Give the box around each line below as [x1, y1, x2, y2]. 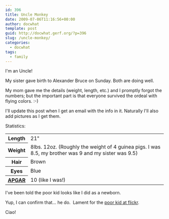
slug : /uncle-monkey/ [5, 36, 51, 41]
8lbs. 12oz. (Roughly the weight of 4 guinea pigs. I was [30, 143, 161, 150]
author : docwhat [5, 21, 39, 27]
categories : [5, 40, 30, 45]
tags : [5, 49, 17, 54]
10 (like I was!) [30, 177, 66, 184]
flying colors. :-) [5, 98, 39, 104]
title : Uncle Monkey [5, 12, 49, 17]
